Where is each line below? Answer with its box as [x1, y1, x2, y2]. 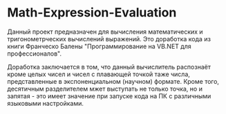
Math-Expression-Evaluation [7, 5, 177, 21]
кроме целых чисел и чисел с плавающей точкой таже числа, [7, 70, 190, 78]
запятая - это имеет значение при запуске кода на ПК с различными [7, 91, 211, 100]
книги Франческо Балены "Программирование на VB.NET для [7, 42, 191, 50]
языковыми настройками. [7, 99, 84, 107]
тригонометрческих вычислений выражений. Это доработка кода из [7, 34, 211, 43]
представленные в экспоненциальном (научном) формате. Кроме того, [7, 77, 220, 85]
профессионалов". [7, 49, 62, 58]
